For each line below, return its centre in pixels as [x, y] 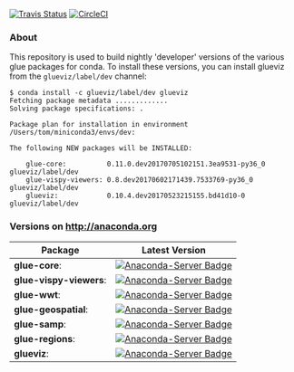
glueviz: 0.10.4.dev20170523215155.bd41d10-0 [136, 196]
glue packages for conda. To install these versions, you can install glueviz [147, 67]
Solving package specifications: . [77, 109]
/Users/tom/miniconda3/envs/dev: [73, 133]
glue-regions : [44, 339]
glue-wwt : [37, 294]
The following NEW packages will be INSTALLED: [101, 148]
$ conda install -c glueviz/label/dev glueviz [99, 93]
